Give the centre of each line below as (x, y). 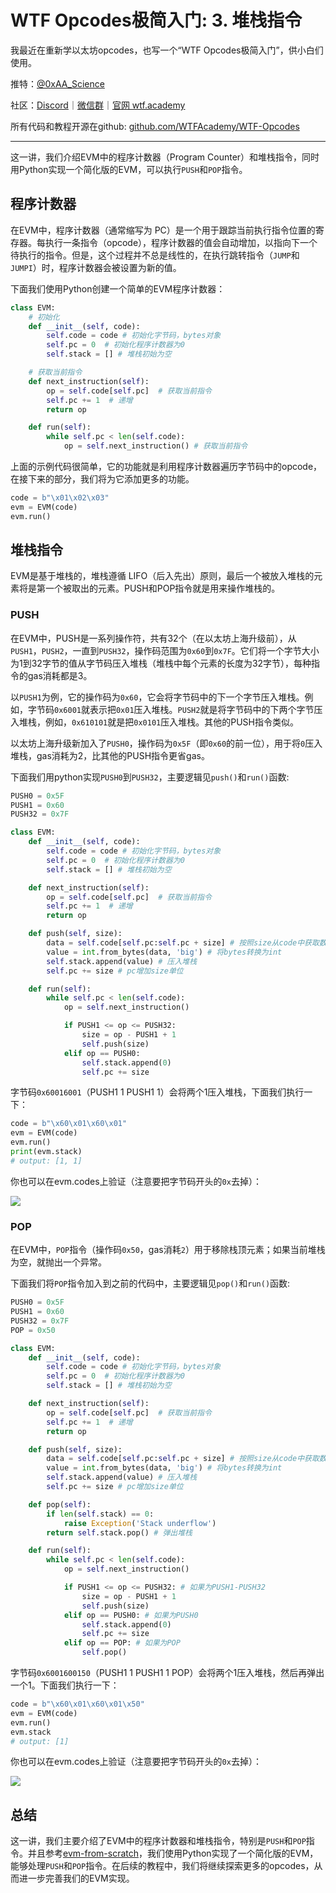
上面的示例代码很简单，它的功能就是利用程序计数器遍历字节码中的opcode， (166, 466)
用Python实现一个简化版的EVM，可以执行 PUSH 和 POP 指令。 (129, 169)
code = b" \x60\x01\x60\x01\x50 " (77, 1704)
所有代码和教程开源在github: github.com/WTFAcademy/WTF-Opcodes (155, 126)
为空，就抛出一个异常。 (58, 1262)
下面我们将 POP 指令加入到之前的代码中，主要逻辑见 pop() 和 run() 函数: (150, 1283)
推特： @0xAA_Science (57, 83)
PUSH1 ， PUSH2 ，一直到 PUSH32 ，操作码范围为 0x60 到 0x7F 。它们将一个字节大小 (165, 650)
